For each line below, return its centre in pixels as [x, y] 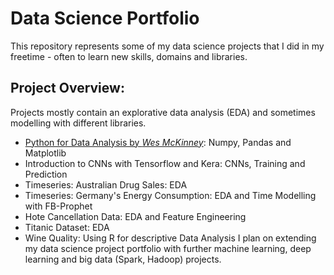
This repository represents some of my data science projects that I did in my [167, 46]
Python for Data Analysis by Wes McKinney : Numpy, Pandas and [158, 142]
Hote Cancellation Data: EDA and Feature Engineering [135, 216]
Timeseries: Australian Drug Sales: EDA [106, 184]
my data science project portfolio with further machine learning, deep [168, 248]
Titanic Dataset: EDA [67, 227]
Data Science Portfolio [105, 18]
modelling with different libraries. [78, 123]
